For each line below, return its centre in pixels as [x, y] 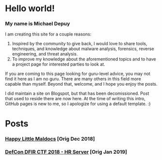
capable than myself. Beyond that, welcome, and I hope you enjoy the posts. [81, 84]
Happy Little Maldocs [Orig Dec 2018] [50, 139]
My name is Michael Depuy [38, 24]
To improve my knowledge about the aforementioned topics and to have [84, 59]
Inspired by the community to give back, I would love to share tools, [80, 44]
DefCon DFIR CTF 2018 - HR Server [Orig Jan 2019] [66, 152]
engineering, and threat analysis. [45, 54]
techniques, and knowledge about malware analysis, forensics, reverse [83, 49]
